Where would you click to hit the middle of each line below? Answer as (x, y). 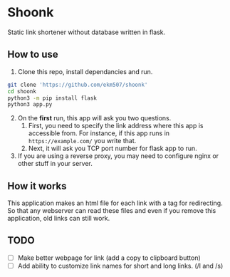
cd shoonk (22, 91)
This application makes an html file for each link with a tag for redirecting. (115, 203)
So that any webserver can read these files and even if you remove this (112, 211)
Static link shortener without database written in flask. (87, 32)
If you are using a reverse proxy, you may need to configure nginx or (118, 156)
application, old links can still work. (59, 219)
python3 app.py (30, 105)
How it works (37, 186)
